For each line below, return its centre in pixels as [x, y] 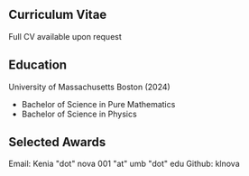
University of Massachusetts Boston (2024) [89, 87]
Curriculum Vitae [58, 15]
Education [38, 65]
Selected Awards [57, 142]
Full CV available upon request [65, 36]
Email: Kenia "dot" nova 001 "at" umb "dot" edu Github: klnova [124, 164]
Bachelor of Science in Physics [79, 114]
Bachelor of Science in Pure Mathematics [98, 104]
